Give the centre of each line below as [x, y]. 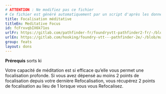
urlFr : [12, 33]
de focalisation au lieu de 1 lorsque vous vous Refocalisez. [64, 86]
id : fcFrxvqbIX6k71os [27, 28]
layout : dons [19, 47]
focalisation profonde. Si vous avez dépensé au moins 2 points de [72, 75]
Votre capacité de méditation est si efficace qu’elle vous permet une [75, 70]
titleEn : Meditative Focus [33, 23]
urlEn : [12, 38]
